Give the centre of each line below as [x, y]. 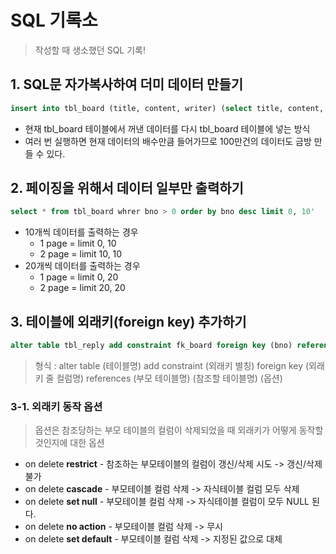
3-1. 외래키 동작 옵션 [56, 406]
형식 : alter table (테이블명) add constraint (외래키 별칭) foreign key [169, 365]
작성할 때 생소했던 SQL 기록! [90, 50]
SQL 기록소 [54, 20]
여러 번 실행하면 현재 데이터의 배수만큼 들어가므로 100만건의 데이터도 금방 [168, 141]
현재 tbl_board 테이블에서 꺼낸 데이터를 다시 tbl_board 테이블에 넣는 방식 [167, 128]
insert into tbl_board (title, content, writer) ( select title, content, [167, 108]
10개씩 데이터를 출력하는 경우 [81, 232]
